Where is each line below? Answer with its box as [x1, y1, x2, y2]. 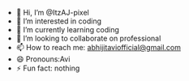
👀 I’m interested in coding [15, 16, 102, 26]
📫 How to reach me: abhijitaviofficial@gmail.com [15, 43, 181, 52]
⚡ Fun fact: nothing [15, 63, 80, 73]
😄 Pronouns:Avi [15, 54, 71, 64]
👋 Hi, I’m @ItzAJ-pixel [15, 8, 89, 17]
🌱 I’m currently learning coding [15, 25, 120, 34]
